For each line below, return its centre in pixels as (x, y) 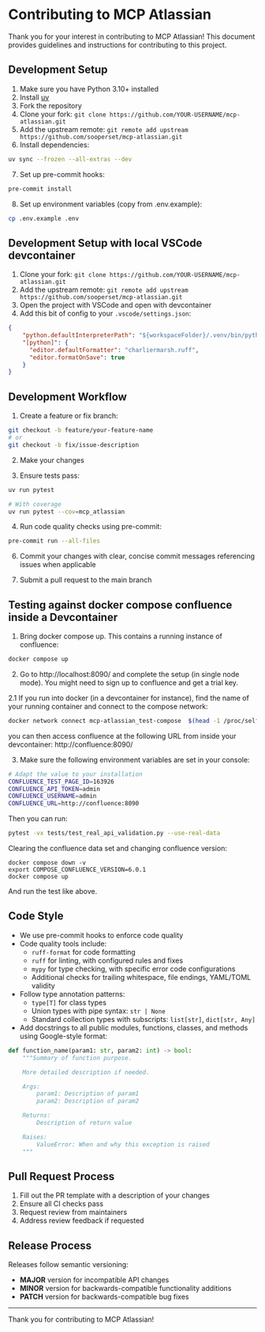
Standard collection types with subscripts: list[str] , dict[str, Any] (144, 1019)
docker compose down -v (47, 863)
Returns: (37, 1116)
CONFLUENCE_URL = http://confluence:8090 (74, 804)
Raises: (35, 1137)
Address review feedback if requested (82, 1220)
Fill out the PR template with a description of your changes (115, 1195)
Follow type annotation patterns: (72, 993)
